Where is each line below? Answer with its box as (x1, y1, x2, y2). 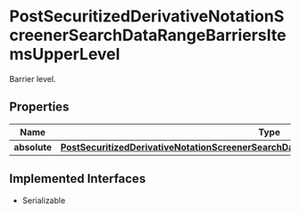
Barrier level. (9, 73, 56, 84)
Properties (9, 100, 70, 115)
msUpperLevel (9, 45, 121, 64)
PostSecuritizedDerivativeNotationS (9, 6, 285, 27)
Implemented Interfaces (9, 171, 146, 186)
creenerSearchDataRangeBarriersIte (9, 25, 287, 45)
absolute (13, 141, 52, 153)
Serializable (21, 194, 66, 206)
